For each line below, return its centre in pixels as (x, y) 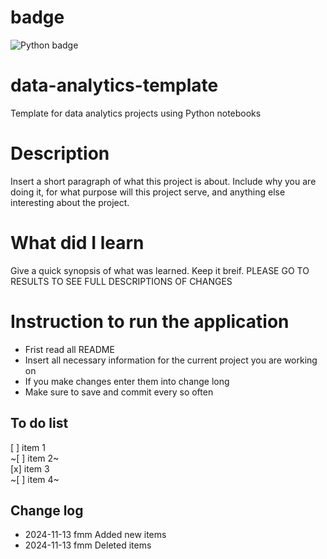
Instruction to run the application (150, 321)
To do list (39, 423)
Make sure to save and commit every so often (119, 392)
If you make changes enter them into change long (127, 381)
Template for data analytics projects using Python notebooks (136, 113)
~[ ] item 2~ (35, 458)
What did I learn (77, 243)
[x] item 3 (30, 468)
